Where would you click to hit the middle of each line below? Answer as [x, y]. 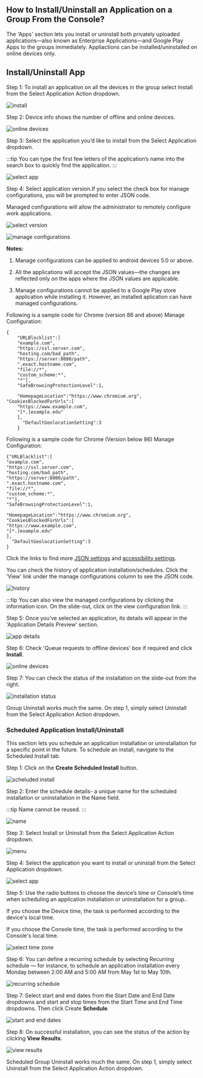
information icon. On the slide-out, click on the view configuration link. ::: [97, 606]
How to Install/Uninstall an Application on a [89, 10]
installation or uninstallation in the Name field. [63, 797]
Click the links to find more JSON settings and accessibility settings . [92, 558]
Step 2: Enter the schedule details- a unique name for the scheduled [92, 791]
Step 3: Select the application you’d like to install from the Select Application [101, 140]
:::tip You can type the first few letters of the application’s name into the [95, 159]
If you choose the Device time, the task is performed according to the [93, 911]
